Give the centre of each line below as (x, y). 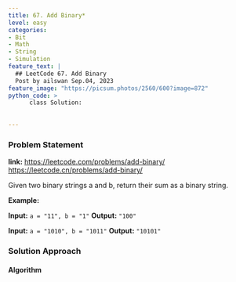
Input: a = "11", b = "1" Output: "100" (73, 215)
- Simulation (29, 60)
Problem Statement (46, 144)
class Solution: (55, 103)
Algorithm (25, 269)
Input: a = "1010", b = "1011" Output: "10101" (85, 231)
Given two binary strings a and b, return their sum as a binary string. (118, 186)
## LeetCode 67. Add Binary (61, 74)
